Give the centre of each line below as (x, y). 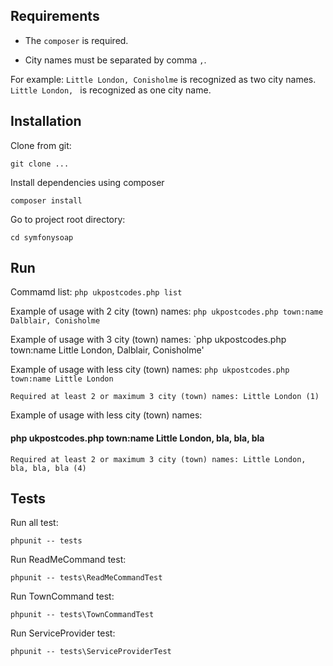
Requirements (55, 16)
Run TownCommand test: (62, 596)
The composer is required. (76, 40)
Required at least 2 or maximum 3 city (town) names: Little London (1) (165, 397)
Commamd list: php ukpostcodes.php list (96, 292)
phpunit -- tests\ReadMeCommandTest (86, 578)
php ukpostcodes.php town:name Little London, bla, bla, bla (137, 438)
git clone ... (40, 164)
